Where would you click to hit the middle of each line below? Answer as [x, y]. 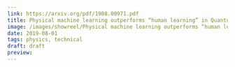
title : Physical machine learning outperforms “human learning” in [108, 20]
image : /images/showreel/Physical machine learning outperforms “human [114, 27]
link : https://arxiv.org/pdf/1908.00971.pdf [73, 14]
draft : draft [26, 46]
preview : [20, 53]
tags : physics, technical [45, 40]
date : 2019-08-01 [33, 33]
